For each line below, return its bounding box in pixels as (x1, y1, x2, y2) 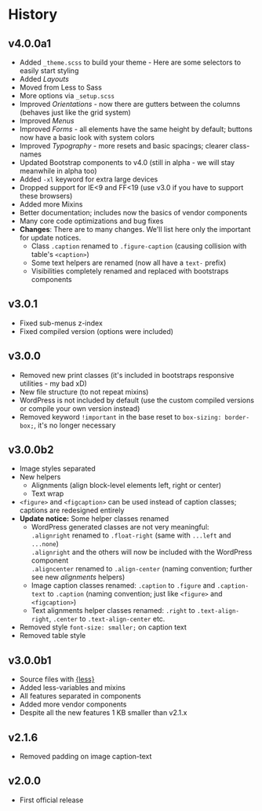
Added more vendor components (19, 699, 127, 709)
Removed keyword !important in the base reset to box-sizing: (19, 412, 222, 421)
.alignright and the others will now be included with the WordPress (31, 548, 253, 557)
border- (224, 413, 249, 421)
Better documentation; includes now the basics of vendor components (19, 208, 248, 217)
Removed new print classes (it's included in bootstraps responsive (19, 370, 235, 380)
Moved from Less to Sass (19, 83, 102, 92)
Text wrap (31, 489, 64, 498)
